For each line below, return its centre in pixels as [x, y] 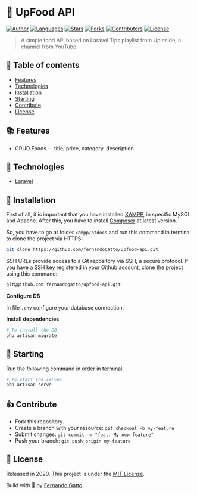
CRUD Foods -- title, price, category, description [74, 148]
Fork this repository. [39, 422]
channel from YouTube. [49, 47]
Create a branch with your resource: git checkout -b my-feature [94, 428]
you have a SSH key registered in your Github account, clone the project [95, 267]
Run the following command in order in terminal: [65, 369]
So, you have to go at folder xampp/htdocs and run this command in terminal [99, 233]
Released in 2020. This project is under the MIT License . [75, 474]
